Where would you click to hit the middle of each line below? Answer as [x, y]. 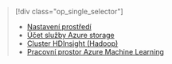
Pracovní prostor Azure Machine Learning [96, 52]
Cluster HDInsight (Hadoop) [72, 43]
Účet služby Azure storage [70, 35]
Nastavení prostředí [59, 26]
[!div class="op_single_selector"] [69, 11]
